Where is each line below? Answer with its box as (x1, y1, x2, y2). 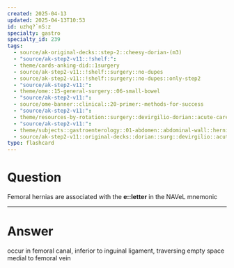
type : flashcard (7, 140, 54, 147)
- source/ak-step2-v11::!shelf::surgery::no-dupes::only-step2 (13, 74, 201, 82)
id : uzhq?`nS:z (7, 23, 52, 30)
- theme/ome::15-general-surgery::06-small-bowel (13, 88, 160, 95)
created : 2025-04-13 (7, 10, 68, 17)
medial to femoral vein (7, 254, 71, 262)
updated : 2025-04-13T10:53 (7, 17, 86, 24)
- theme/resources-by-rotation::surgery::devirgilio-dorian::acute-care (13, 113, 229, 120)
